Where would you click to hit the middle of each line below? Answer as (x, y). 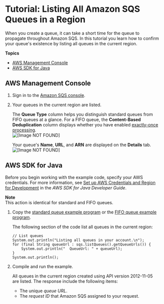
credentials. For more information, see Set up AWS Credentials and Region (80, 182)
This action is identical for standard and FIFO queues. (59, 202)
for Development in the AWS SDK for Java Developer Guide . (66, 187)
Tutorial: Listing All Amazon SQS (73, 9)
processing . (24, 130)
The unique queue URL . (43, 291)
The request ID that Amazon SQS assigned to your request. (79, 296)
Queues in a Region (45, 19)
